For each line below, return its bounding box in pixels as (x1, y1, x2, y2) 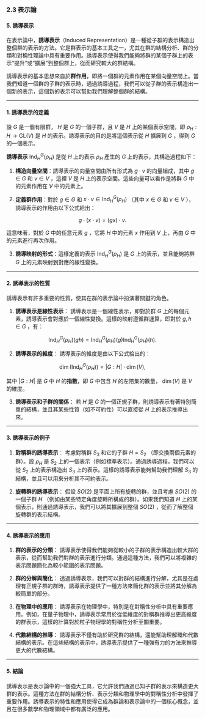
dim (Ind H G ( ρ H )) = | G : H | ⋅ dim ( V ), (59, 362, 146, 372)
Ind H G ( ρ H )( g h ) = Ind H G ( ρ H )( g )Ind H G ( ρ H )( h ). (48, 335, 157, 345)
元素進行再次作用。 (11, 237, 60, 244)
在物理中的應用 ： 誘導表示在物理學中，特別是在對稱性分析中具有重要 (15, 603, 188, 610)
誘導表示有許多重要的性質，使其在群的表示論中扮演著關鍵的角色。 (6, 294, 172, 302)
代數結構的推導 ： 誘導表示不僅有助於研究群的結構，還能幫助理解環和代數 (15, 631, 199, 638)
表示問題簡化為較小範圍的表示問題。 (15, 561, 107, 569)
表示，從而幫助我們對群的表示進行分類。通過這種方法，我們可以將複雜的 (15, 554, 197, 561)
